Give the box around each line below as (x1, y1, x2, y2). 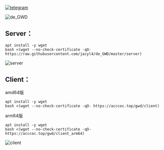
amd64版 (5, 89, 24, 95)
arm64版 (5, 113, 23, 119)
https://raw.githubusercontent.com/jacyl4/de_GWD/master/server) (5, 51, 142, 56)
